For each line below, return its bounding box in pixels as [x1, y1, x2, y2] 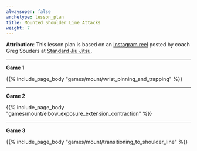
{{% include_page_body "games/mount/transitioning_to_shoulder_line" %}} [6, 139, 188, 146]
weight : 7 [6, 25, 30, 31]
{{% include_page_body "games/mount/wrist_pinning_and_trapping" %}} [6, 76, 183, 83]
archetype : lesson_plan [6, 14, 64, 20]
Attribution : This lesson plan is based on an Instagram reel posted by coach [6, 41, 191, 48]
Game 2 [6, 92, 25, 100]
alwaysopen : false [6, 8, 51, 15]
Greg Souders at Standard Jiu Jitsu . [6, 48, 93, 55]
